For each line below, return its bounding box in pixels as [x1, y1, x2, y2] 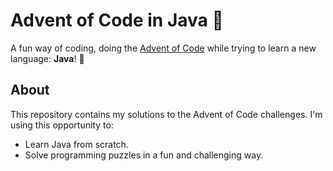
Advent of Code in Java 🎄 [10, 9, 224, 32]
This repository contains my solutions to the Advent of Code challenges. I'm [10, 108, 323, 120]
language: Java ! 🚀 [10, 52, 85, 64]
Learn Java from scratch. [24, 138, 129, 150]
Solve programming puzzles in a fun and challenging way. [24, 149, 264, 161]
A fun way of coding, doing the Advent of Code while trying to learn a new [10, 42, 317, 54]
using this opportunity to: [10, 119, 114, 131]
